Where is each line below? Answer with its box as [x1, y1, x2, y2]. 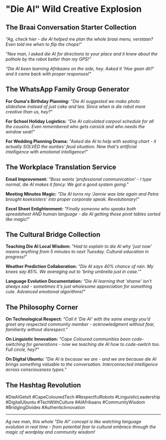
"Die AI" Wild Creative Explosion [5, 3, 142, 15]
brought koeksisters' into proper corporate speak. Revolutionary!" [5, 196, 139, 202]
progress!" [5, 254, 28, 260]
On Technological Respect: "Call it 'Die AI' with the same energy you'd [5, 316, 151, 322]
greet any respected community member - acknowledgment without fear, [5, 321, 155, 327]
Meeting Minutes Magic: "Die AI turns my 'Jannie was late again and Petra [5, 191, 159, 197]
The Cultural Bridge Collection [5, 231, 100, 239]
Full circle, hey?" [5, 346, 39, 353]
